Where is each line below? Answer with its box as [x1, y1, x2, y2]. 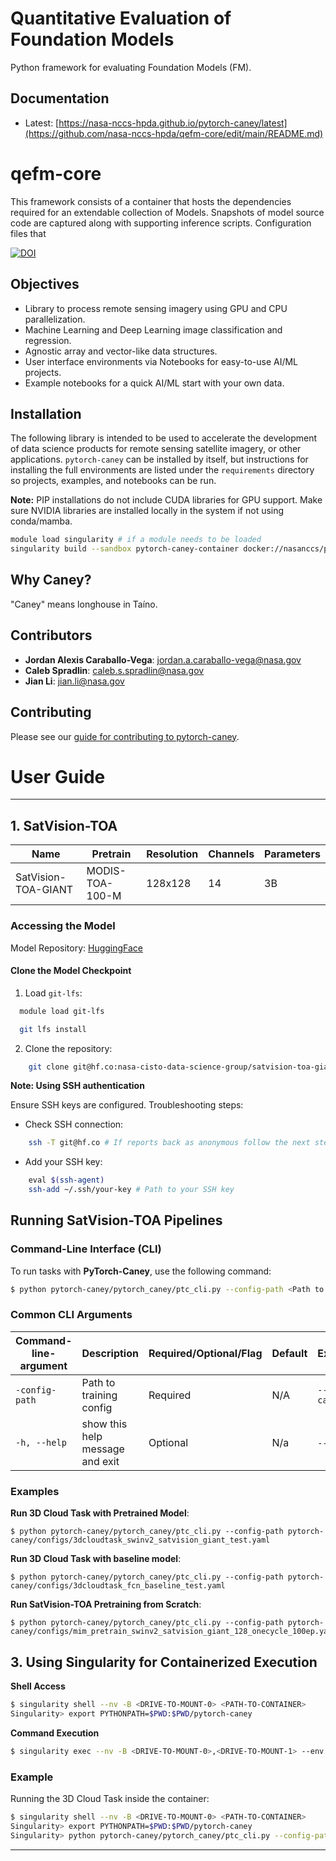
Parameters [264, 847, 321, 861]
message [81, 1442, 125, 1456]
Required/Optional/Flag [148, 1346, 263, 1360]
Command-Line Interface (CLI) [10, 1242, 162, 1256]
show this [81, 1417, 128, 1431]
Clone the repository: [24, 1042, 113, 1054]
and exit [81, 1454, 120, 1468]
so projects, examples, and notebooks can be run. [10, 475, 217, 487]
